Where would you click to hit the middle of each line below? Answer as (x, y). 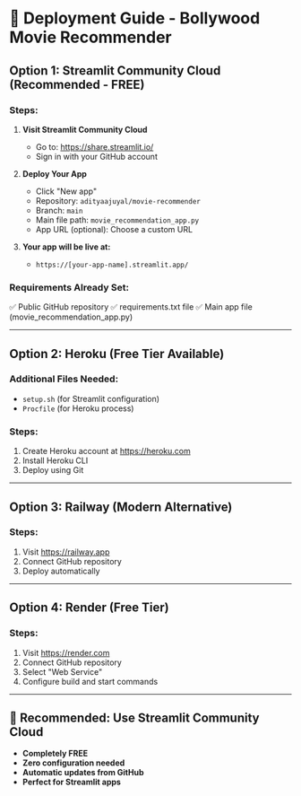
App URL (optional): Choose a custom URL (114, 229)
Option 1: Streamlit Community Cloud (115, 70)
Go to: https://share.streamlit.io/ (95, 146)
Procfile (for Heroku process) (78, 408)
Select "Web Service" (62, 671)
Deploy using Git (53, 470)
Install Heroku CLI (55, 460)
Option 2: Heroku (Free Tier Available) (117, 354)
